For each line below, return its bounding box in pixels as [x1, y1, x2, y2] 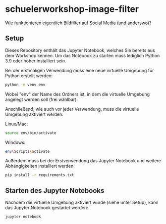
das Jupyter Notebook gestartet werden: [5, 205, 88, 211]
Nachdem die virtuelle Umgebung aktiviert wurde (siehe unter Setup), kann [5, 199, 159, 206]
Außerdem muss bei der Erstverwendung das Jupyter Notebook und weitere [5, 158, 161, 164]
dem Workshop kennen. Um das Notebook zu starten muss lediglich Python [5, 52, 160, 58]
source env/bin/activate [5, 130, 56, 135]
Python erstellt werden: [5, 73, 53, 79]
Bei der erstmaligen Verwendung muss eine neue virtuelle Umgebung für [5, 67, 155, 73]
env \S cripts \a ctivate [5, 149, 50, 154]
